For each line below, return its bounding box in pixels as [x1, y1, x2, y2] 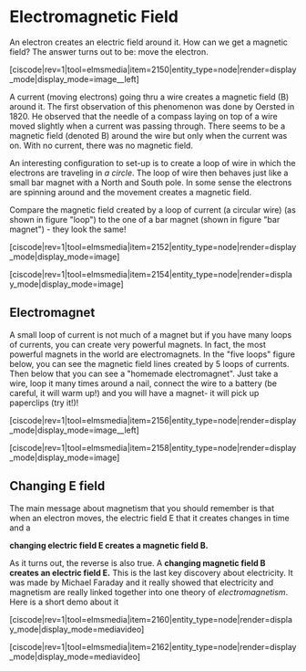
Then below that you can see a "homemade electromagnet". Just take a [9, 368, 279, 379]
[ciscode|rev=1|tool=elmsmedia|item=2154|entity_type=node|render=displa [9, 268, 293, 279]
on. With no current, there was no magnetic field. [9, 140, 194, 151]
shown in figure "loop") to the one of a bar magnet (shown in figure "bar [9, 214, 280, 225]
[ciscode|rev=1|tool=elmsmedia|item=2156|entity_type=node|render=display [9, 414, 297, 425]
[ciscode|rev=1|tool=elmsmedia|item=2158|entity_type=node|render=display [9, 442, 297, 453]
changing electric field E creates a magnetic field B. [9, 540, 209, 550]
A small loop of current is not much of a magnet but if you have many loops [9, 329, 292, 340]
